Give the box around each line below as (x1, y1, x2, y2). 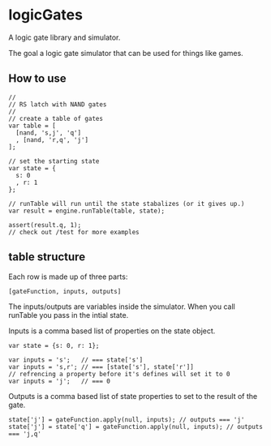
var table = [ (8, 122, 57, 130)
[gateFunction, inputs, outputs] (8, 287, 122, 295)
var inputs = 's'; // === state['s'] (8, 355, 144, 364)
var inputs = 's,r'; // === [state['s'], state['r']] (8, 362, 195, 371)
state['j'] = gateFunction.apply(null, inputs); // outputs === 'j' (8, 415, 245, 423)
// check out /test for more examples (8, 228, 140, 236)
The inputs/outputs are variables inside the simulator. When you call (8, 302, 235, 311)
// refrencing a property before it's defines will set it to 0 (8, 370, 230, 378)
